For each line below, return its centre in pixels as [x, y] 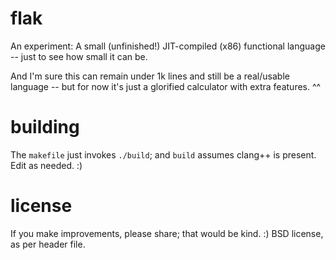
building [45, 127]
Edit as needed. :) [46, 165]
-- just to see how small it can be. [79, 56]
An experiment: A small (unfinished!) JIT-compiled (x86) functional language [168, 46]
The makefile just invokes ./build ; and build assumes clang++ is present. [163, 154]
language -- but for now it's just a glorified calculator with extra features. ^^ [166, 86]
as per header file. [48, 244]
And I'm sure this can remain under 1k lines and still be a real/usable [150, 76]
